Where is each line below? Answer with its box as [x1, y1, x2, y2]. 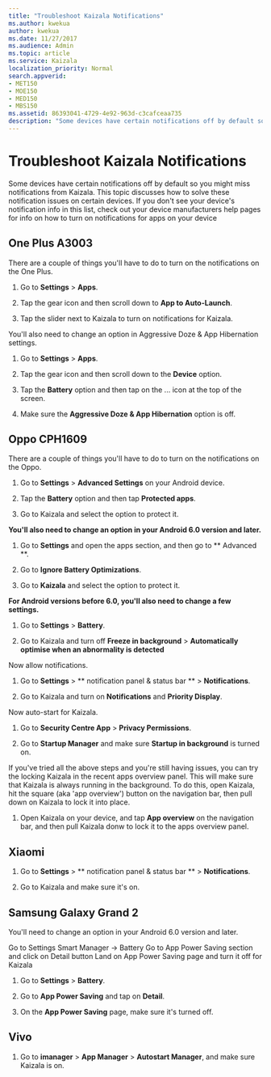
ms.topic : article [8, 49, 70, 57]
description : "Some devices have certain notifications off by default [8, 117, 254, 125]
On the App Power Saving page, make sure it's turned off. [19, 1007, 214, 1017]
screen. [19, 393, 46, 403]
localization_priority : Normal [8, 65, 114, 73]
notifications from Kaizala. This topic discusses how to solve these [8, 187, 230, 196]
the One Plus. [8, 266, 54, 276]
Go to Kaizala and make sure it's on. [19, 882, 140, 892]
